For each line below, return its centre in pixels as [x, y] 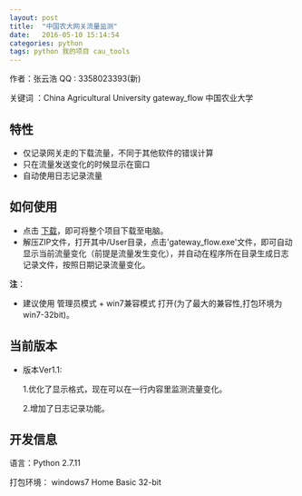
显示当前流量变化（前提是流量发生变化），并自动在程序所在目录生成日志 [156, 253]
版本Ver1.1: [42, 370]
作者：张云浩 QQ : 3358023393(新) [75, 79]
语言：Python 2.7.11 [45, 463]
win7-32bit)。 [48, 314]
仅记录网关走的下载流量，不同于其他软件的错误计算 [118, 153]
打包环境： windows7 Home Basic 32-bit [85, 482]
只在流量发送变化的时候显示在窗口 [86, 164]
